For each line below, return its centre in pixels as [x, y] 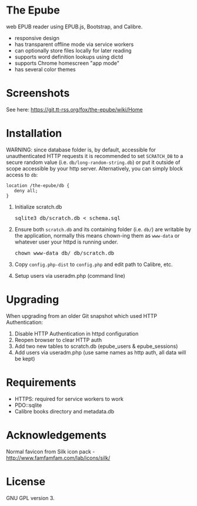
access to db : [22, 175]
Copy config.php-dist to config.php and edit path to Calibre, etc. [94, 264]
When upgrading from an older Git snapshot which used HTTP [82, 316]
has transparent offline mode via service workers [74, 44]
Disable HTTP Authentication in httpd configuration [76, 333]
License [26, 482]
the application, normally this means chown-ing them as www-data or [97, 235]
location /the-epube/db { [38, 185]
